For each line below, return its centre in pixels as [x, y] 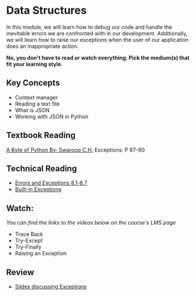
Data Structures [46, 10]
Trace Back [29, 234]
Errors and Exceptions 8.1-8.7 [51, 183]
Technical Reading [42, 168]
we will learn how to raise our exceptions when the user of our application [97, 40]
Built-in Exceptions [38, 189]
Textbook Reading [41, 135]
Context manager [36, 97]
